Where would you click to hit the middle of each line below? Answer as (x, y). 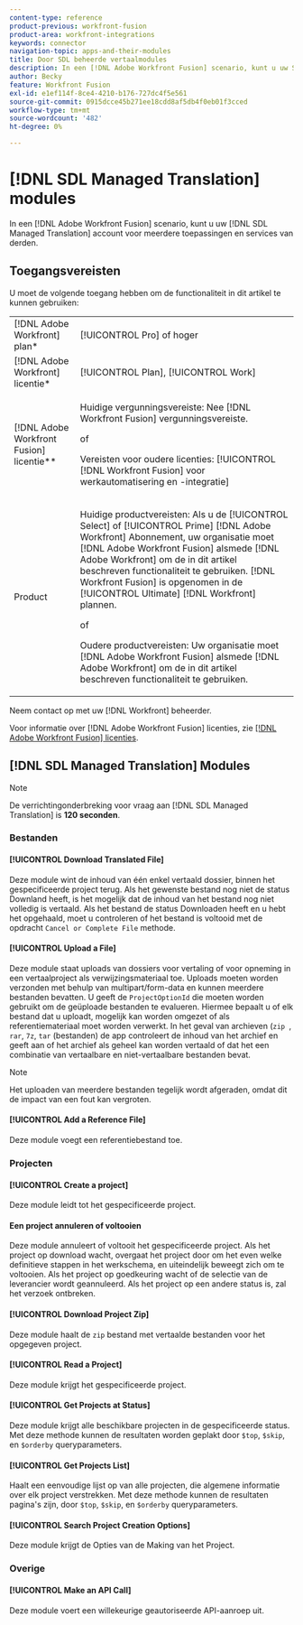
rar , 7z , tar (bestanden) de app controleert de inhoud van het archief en (144, 1035)
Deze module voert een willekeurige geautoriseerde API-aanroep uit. (137, 1610)
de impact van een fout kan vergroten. (80, 1099)
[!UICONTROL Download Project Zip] (79, 1314)
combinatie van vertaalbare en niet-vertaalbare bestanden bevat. (130, 1054)
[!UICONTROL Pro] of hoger (139, 335)
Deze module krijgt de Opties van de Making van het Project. (122, 1546)
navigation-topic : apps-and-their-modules (90, 51)
